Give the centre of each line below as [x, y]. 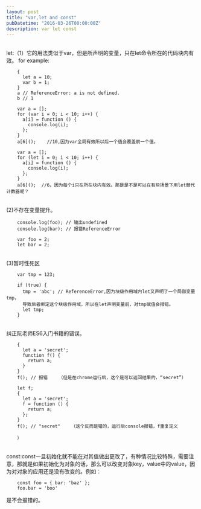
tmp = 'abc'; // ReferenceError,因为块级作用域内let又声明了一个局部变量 [109, 292]
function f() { [41, 356]
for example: [34, 60]
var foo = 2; [33, 240]
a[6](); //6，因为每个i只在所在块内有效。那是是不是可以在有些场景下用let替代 [106, 185]
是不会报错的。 [25, 500]
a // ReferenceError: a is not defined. [69, 93]
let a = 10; [37, 77]
